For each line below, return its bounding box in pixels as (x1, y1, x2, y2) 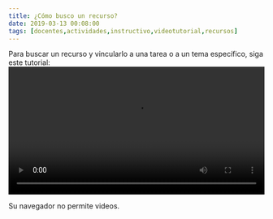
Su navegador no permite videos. (8, 201, 120, 211)
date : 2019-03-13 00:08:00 (8, 19, 100, 28)
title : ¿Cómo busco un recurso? (8, 11, 118, 20)
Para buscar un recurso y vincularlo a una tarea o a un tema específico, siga (8, 49, 264, 59)
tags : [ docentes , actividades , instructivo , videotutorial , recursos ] (8, 27, 238, 35)
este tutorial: (8, 58, 50, 67)
